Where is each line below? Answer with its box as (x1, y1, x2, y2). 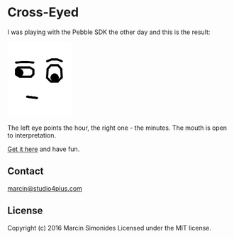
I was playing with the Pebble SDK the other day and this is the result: (7, 28, 211, 36)
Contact (7, 165, 44, 177)
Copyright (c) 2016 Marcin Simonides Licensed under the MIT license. (7, 223, 211, 232)
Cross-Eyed (7, 4, 79, 21)
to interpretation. (7, 130, 57, 139)
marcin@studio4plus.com (7, 184, 83, 192)
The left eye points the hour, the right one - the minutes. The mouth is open (7, 123, 228, 132)
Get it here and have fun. (7, 145, 80, 153)
